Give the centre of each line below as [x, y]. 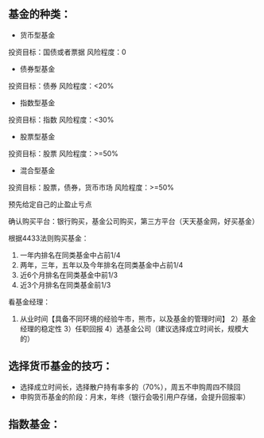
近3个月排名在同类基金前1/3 [65, 284]
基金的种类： [40, 14]
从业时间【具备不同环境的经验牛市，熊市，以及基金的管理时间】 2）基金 [138, 319]
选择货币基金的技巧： [60, 366]
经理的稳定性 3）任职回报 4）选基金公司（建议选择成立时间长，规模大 [134, 328]
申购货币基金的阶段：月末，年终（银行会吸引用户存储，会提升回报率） [135, 397]
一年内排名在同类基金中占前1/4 [70, 255]
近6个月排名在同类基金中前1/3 [68, 275]
